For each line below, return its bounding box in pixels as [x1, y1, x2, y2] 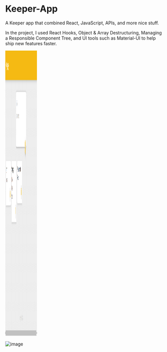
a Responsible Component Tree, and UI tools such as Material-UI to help [5, 35, 156, 41]
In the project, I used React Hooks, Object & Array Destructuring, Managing [5, 29, 162, 36]
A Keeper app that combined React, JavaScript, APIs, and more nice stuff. [5, 20, 159, 26]
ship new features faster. [5, 40, 57, 46]
